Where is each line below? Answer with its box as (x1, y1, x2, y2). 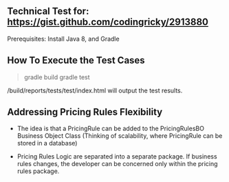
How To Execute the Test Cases (7, 54, 146, 66)
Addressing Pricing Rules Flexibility (7, 106, 163, 118)
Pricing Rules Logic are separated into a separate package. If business (17, 152, 218, 161)
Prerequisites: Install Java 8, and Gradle (7, 34, 120, 43)
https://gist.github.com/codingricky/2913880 (7, 17, 208, 28)
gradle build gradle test (23, 72, 91, 81)
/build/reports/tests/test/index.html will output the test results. (7, 86, 183, 94)
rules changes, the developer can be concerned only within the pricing (17, 160, 218, 168)
